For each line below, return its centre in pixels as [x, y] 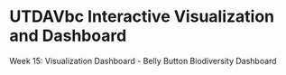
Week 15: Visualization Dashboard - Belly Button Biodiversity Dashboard [143, 61]
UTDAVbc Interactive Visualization [142, 17]
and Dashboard [68, 36]
